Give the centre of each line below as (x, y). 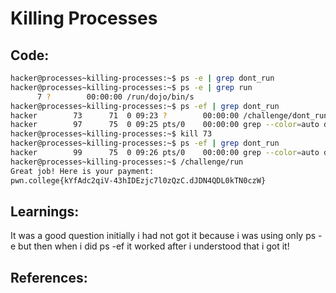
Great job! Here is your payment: (82, 171)
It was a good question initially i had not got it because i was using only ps (163, 236)
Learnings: (45, 211)
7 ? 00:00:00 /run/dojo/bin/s (115, 97)
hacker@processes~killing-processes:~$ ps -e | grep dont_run (142, 78)
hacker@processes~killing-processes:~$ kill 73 (111, 134)
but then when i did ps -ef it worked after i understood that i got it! (154, 246)
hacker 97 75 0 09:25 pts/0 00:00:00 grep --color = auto (165, 125)
